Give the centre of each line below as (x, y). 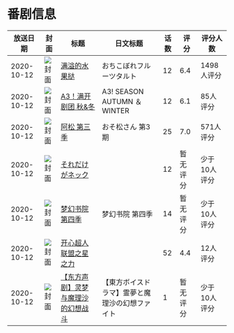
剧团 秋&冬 (78, 107)
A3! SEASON (123, 91)
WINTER (116, 110)
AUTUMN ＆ (122, 101)
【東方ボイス (123, 282)
